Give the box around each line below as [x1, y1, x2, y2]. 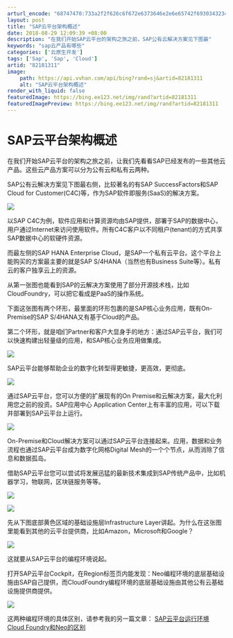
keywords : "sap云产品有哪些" [7, 42, 85, 49]
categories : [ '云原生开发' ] [7, 49, 83, 56]
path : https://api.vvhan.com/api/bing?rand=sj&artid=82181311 [19, 74, 203, 82]
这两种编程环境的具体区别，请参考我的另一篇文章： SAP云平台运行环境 [7, 614, 209, 623]
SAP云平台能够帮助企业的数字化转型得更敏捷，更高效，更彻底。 [7, 363, 189, 372]
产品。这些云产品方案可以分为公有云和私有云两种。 [7, 165, 153, 173]
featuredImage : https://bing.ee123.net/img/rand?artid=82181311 [7, 94, 197, 101]
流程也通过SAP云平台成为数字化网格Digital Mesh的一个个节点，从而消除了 [7, 445, 219, 454]
